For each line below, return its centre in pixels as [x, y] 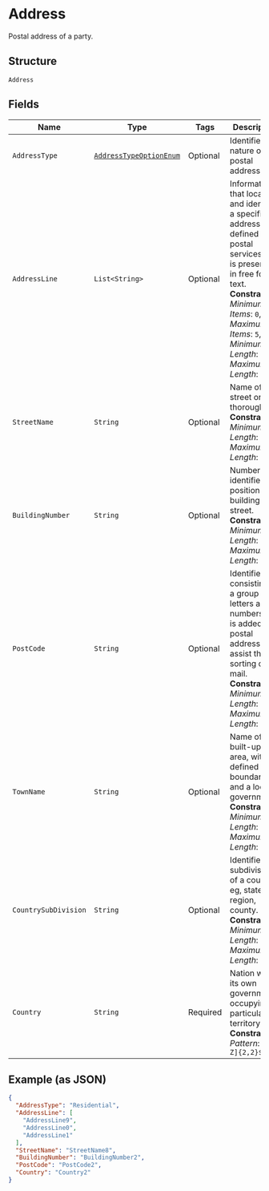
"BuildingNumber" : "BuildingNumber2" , [80, 1158]
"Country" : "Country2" [53, 1173]
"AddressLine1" [48, 1135]
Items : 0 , [245, 313]
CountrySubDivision [49, 910]
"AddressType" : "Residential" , [68, 1106]
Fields [24, 105]
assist [241, 653]
